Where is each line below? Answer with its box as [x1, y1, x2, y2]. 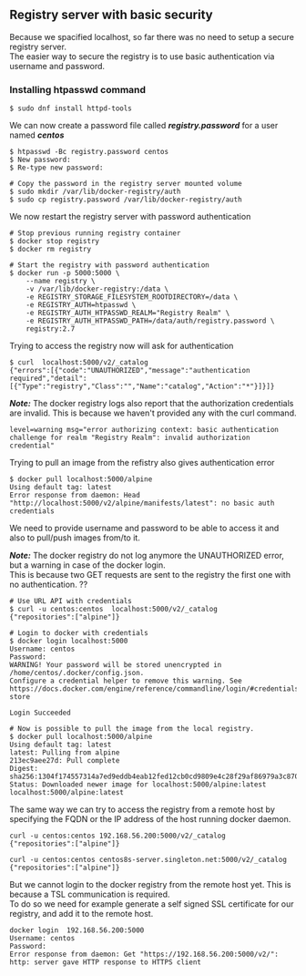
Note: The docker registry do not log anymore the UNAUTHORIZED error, [9, 550, 285, 561]
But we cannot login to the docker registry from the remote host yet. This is [9, 879, 291, 890]
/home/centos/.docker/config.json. [9, 669, 145, 678]
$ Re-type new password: [9, 163, 104, 172]
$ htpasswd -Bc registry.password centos [9, 148, 169, 157]
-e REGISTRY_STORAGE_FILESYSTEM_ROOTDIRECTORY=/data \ [25, 293, 239, 302]
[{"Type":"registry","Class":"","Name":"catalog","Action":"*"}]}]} [9, 382, 275, 391]
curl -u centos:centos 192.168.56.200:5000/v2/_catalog [9, 831, 226, 841]
